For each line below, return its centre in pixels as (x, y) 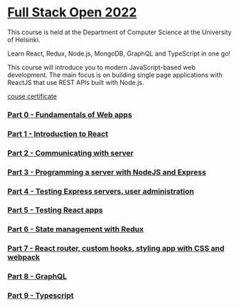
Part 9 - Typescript (41, 296)
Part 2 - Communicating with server (70, 152)
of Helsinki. (24, 39)
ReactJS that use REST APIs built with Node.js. (76, 82)
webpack (24, 257)
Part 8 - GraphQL (37, 276)
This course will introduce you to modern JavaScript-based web (101, 67)
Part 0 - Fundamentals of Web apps (70, 115)
